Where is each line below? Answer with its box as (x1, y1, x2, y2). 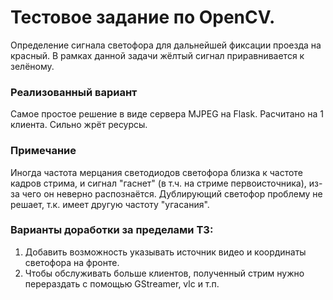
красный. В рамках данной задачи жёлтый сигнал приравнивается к (10, 49, 305, 61)
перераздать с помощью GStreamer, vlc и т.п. (24, 277, 220, 290)
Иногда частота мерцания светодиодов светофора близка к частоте (10, 166, 303, 178)
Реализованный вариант (10, 85, 138, 99)
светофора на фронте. (24, 256, 120, 268)
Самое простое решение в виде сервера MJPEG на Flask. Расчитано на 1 (10, 108, 324, 120)
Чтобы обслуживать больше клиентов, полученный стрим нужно (24, 267, 305, 279)
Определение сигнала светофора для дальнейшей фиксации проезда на (10, 39, 322, 51)
